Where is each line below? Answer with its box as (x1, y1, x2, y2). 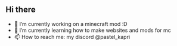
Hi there (5, 5, 36, 15)
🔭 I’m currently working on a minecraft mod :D (14, 20, 128, 27)
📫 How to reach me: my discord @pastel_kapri (14, 33, 131, 40)
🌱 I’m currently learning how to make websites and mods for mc (14, 27, 171, 34)
